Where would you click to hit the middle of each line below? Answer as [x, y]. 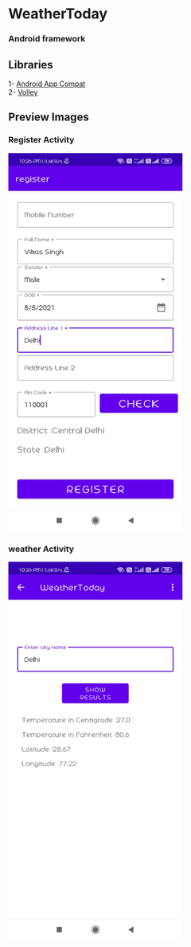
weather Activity [41, 549]
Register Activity [41, 140]
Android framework [47, 39]
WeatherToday [58, 14]
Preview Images [49, 117]
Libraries [31, 65]
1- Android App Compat [47, 84]
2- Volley [23, 92]
